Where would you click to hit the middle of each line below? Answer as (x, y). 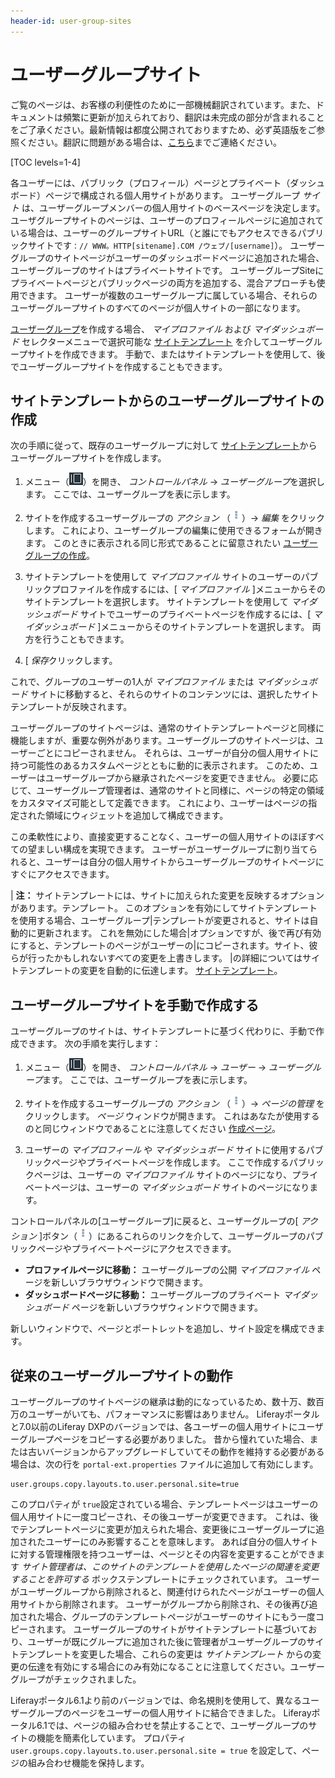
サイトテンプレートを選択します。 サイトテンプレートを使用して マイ (166, 602)
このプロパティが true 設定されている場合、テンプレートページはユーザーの (164, 1504)
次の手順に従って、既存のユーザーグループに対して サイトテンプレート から (164, 446)
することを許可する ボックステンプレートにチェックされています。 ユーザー (165, 1579)
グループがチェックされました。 (76, 1679)
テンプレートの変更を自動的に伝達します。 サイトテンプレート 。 (150, 971)
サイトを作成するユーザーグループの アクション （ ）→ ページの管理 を (174, 1104)
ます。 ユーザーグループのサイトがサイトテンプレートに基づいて (176, 1629)
